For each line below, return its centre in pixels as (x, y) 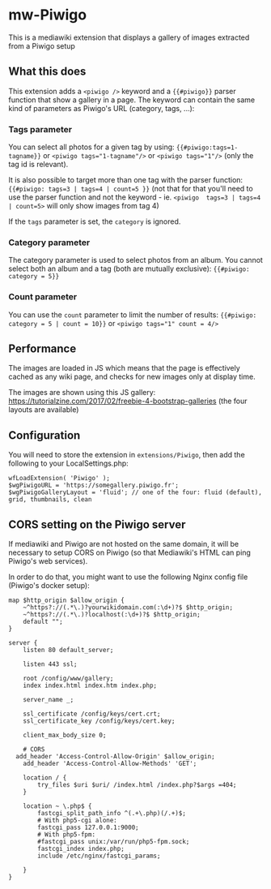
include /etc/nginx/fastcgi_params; (99, 856)
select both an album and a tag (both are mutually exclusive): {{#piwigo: (129, 268)
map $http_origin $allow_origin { (67, 601)
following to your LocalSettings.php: (69, 463)
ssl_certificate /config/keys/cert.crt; (92, 714)
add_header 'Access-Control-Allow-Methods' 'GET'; (110, 764)
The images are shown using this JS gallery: (82, 393)
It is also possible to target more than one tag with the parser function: (126, 180)
